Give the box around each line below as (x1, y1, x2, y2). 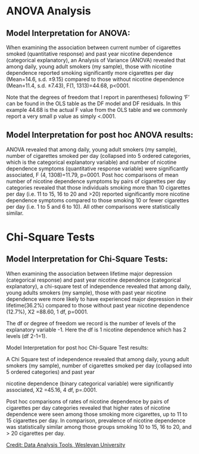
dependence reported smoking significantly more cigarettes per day (6, 69, 174, 76)
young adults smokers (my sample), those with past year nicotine (6, 289, 167, 296)
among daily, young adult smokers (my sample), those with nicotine (6, 63, 172, 70)
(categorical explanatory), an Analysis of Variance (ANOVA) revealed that (6, 57, 186, 63)
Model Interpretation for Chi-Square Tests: (6, 254, 168, 264)
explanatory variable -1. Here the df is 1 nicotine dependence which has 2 (6, 326, 186, 333)
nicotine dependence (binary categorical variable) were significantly (6, 380, 174, 387)
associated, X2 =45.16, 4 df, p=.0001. (6, 386, 98, 393)
